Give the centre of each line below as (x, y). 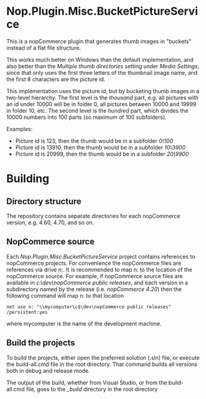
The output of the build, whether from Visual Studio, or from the (87, 382)
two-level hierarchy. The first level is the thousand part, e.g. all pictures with (103, 97)
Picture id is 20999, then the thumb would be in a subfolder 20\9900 (102, 154)
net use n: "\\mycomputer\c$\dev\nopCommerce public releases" (89, 307)
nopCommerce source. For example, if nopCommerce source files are (94, 276)
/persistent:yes (27, 312)
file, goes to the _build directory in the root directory (92, 389)
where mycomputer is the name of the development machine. (84, 324)
